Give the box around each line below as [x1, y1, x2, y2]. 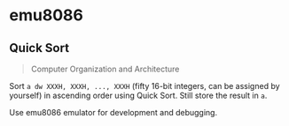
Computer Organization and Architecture [30, 63, 180, 74]
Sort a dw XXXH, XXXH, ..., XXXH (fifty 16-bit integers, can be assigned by [9, 81, 281, 91]
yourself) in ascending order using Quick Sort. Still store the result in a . [9, 90, 268, 100]
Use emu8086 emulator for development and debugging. [9, 107, 218, 117]
